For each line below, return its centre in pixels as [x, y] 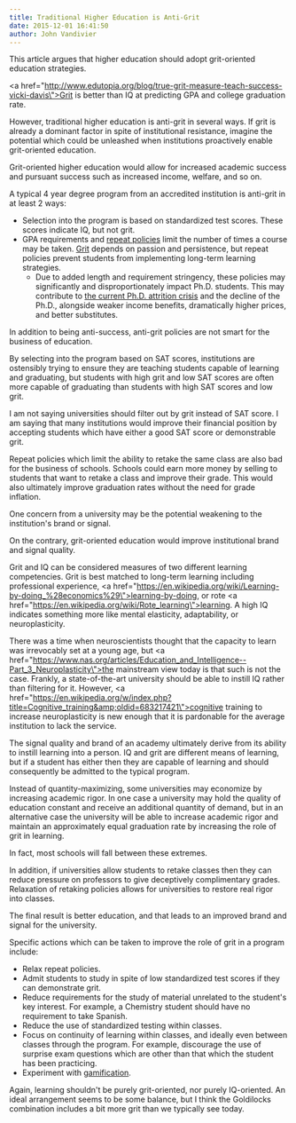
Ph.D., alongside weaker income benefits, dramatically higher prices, [160, 305]
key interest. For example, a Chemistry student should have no [136, 1007]
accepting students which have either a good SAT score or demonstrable [143, 432]
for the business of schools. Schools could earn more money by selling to [143, 469]
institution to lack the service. [63, 726]
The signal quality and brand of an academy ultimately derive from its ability [148, 743]
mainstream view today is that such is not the [198, 669]
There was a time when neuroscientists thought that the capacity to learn [143, 641]
